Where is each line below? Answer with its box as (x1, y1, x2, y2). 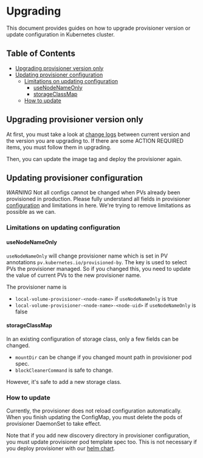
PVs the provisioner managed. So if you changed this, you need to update (6, 265, 191, 272)
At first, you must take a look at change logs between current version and (6, 131, 190, 138)
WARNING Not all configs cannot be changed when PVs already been (6, 189, 181, 196)
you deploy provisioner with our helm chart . (6, 445, 115, 452)
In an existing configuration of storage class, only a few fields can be (6, 335, 179, 343)
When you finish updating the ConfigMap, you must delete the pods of (6, 414, 183, 420)
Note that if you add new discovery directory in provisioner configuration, (6, 432, 190, 439)
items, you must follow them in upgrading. (6, 143, 112, 151)
